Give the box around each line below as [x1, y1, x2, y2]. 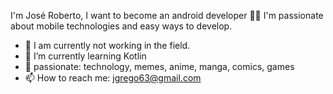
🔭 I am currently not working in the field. [24, 40, 191, 51]
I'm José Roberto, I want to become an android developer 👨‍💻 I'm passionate [10, 10, 324, 21]
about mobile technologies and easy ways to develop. [10, 20, 233, 32]
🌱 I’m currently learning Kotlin [24, 50, 147, 62]
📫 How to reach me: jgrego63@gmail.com [24, 72, 202, 84]
